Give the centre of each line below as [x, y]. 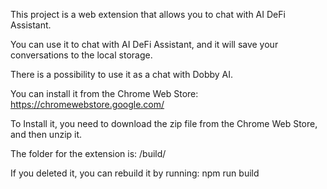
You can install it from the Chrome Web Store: [104, 93]
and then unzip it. [46, 134]
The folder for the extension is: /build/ [88, 153]
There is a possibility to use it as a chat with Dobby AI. [122, 74]
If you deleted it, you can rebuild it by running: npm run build [135, 173]
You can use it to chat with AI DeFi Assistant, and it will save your [144, 44]
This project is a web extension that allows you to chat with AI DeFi [148, 14]
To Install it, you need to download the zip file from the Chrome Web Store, [164, 123]
